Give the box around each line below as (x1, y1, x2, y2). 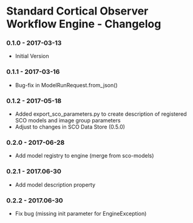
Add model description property (15, 181, 96, 188)
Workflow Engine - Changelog (6, 17, 161, 31)
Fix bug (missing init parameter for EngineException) (15, 210, 147, 217)
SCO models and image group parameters (15, 117, 121, 124)
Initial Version (15, 53, 50, 60)
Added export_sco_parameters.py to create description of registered (15, 110, 187, 118)
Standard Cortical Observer (6, 4, 149, 18)
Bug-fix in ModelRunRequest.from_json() (15, 81, 118, 88)
